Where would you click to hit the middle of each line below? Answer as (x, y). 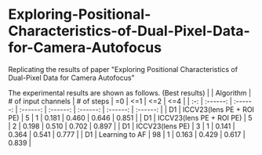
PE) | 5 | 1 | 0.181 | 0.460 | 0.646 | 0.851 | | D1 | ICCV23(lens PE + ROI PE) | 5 (130, 117)
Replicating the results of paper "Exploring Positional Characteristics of (123, 69)
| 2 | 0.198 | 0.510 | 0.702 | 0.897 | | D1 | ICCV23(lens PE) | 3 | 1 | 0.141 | (122, 126)
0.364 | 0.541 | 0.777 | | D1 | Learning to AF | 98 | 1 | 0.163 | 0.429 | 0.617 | (127, 134)
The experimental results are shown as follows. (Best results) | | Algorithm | (130, 92)
